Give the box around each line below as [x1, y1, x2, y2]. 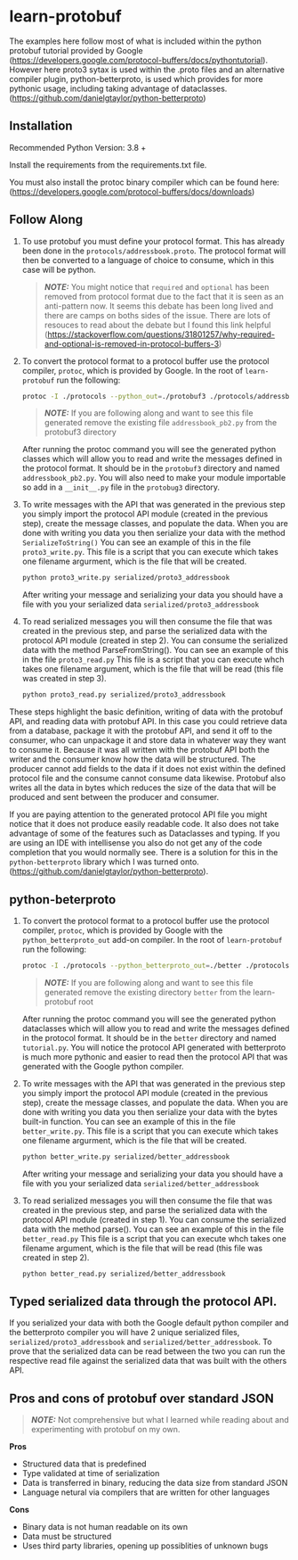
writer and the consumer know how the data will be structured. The [9, 754, 256, 764]
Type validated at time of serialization [21, 1468, 160, 1479]
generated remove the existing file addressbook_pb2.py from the [44, 417, 278, 428]
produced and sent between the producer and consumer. [9, 792, 220, 803]
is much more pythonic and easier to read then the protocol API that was [21, 1051, 288, 1062]
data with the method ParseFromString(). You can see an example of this [21, 645, 289, 656]
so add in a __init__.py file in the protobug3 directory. [21, 482, 221, 492]
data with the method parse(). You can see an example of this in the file [21, 1224, 285, 1234]
